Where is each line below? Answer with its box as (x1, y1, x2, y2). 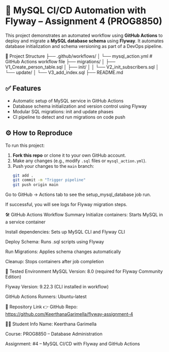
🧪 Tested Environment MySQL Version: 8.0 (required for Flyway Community (5, 268, 163, 274)
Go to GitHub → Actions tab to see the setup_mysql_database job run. (5, 191, 151, 198)
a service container (5, 219, 46, 225)
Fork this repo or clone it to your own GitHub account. (12, 152, 126, 158)
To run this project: (5, 142, 45, 148)
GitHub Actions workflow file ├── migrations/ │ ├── (5, 58, 116, 64)
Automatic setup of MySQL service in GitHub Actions (12, 97, 124, 104)
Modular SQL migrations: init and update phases (12, 108, 114, 114)
